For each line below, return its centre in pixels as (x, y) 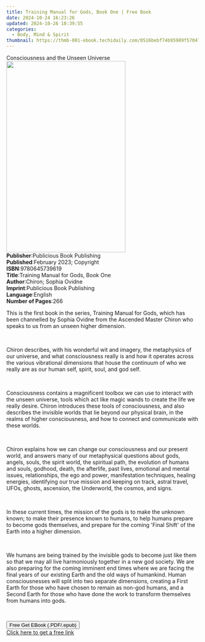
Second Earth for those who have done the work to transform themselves (99, 594)
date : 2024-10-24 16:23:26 (41, 18)
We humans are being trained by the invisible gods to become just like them (102, 555)
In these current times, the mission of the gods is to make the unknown (95, 512)
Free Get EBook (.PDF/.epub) (43, 625)
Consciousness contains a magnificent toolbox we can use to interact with (100, 393)
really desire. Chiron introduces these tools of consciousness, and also (95, 406)
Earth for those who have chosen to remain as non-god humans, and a (95, 588)
